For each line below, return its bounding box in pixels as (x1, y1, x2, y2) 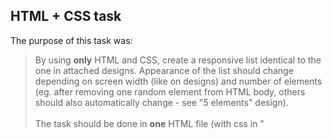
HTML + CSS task (10, 8, 122, 25)
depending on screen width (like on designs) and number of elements (34, 75, 323, 87)
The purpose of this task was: (10, 34, 133, 46)
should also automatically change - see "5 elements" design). (34, 96, 289, 108)
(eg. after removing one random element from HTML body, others (34, 85, 306, 98)
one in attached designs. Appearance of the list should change (34, 64, 294, 76)
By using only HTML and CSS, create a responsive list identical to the (34, 54, 322, 66)
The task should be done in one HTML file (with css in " (34, 117, 265, 129)
